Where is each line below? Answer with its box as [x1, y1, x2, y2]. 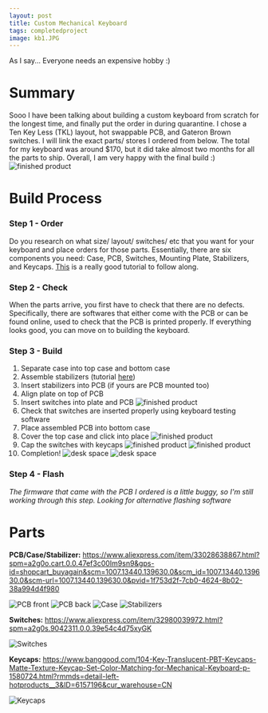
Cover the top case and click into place [20, 431, 150, 441]
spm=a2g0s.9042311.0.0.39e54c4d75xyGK [9, 623, 152, 633]
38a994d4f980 [9, 583, 60, 593]
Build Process [9, 190, 102, 208]
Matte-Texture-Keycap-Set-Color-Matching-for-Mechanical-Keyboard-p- [9, 663, 250, 672]
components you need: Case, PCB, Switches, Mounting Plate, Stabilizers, [9, 253, 250, 262]
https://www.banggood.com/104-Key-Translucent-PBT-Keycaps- [42, 654, 257, 664]
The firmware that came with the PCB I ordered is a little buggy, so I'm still [9, 487, 254, 496]
